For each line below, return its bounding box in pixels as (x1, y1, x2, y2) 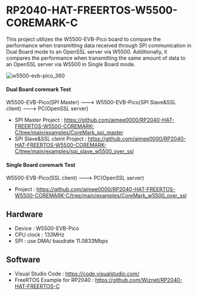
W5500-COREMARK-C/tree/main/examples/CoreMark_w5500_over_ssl (14, 192, 187, 199)
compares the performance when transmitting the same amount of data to (6, 54, 186, 61)
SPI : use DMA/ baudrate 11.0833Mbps (14, 237, 108, 245)
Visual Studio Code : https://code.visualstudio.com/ (14, 270, 140, 277)
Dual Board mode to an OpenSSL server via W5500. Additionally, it (6, 48, 168, 55)
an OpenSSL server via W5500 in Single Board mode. (6, 60, 136, 68)
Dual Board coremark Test (6, 86, 72, 93)
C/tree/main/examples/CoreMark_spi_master (14, 129, 123, 136)
